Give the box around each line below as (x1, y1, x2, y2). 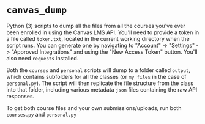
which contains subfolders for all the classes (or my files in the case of (6, 73, 187, 80)
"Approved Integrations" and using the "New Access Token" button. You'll (11, 48, 198, 56)
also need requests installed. (6, 54, 79, 62)
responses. (6, 92, 35, 100)
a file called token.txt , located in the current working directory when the (6, 35, 190, 42)
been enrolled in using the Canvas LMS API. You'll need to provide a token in (6, 29, 199, 36)
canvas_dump (6, 4, 67, 16)
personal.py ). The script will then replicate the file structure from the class (6, 79, 194, 87)
